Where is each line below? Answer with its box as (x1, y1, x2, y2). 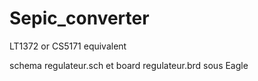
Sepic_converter (9, 7, 150, 30)
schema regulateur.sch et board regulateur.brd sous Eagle (9, 59, 249, 71)
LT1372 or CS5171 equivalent (9, 40, 127, 52)
